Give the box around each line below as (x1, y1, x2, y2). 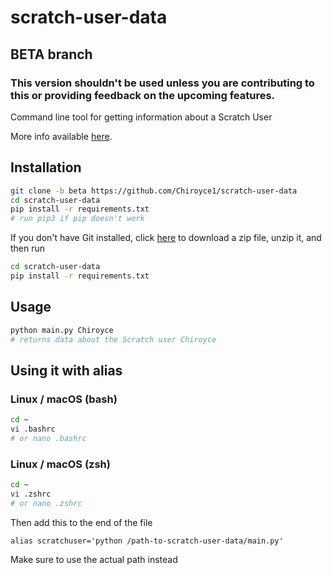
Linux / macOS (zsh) (10, 457, 111, 471)
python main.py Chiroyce (10, 325, 114, 335)
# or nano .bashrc (10, 433, 87, 443)
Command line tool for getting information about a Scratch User (10, 111, 273, 123)
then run (10, 242, 46, 255)
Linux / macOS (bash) (10, 392, 118, 406)
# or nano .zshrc (10, 498, 83, 508)
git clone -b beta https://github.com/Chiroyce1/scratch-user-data (10, 186, 298, 196)
